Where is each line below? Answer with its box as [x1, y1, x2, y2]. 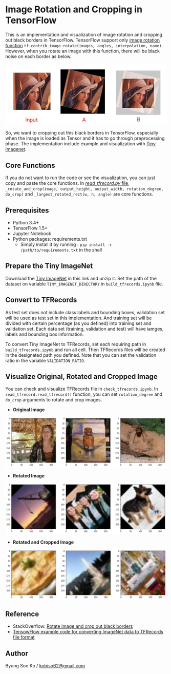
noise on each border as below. [5, 53, 72, 60]
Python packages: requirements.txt [12, 236, 87, 242]
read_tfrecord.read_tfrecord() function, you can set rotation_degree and [5, 391, 163, 397]
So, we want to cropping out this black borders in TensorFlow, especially [5, 130, 159, 136]
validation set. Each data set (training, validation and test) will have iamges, [5, 325, 164, 332]
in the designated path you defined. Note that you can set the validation [5, 352, 157, 358]
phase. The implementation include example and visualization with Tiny [5, 141, 156, 147]
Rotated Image [12, 473, 45, 479]
